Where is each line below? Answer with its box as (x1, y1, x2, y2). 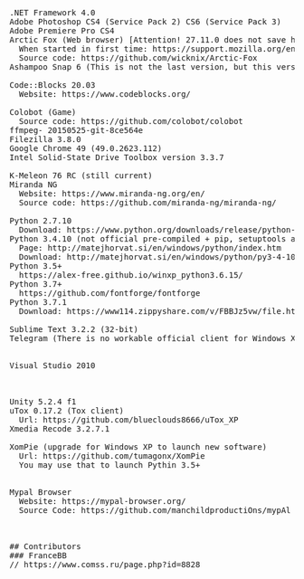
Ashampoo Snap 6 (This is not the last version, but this (9, 62, 272, 71)
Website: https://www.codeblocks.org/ (18, 90, 192, 99)
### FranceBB (9, 551, 68, 560)
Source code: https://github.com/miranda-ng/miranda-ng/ (18, 198, 278, 207)
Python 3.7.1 (9, 298, 68, 307)
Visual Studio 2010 (9, 361, 96, 370)
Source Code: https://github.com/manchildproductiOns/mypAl (18, 506, 291, 515)
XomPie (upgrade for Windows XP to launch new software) (9, 442, 268, 451)
